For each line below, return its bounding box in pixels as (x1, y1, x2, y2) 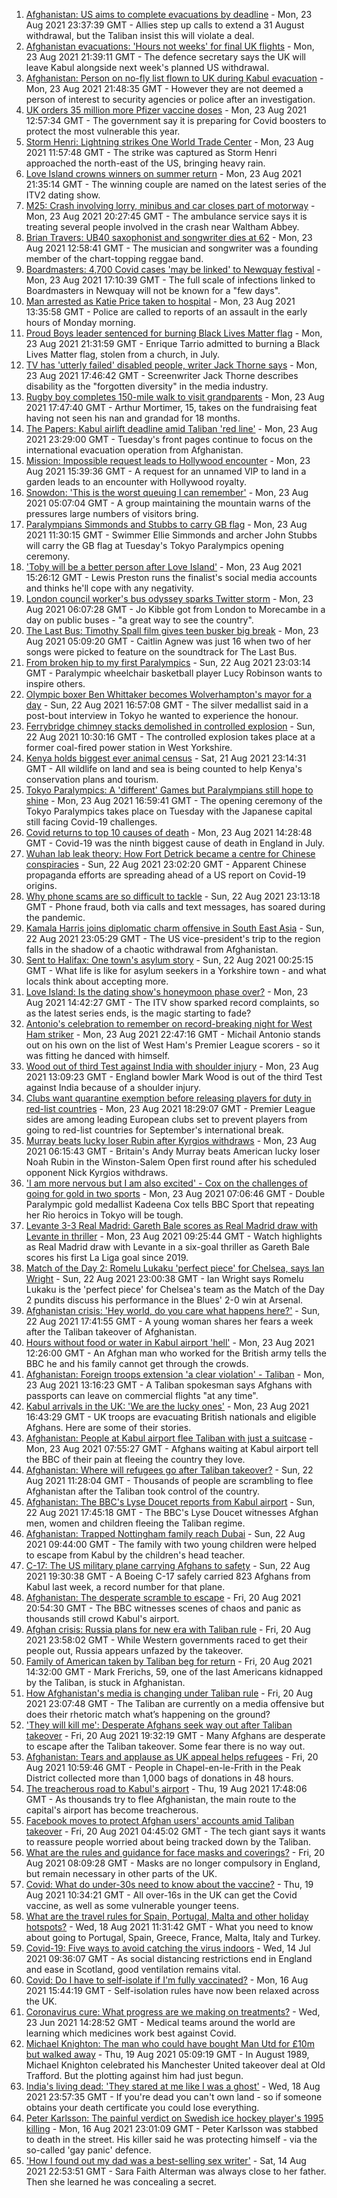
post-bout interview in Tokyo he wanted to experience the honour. (25, 710, 299, 721)
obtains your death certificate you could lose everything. (25, 2102, 260, 2113)
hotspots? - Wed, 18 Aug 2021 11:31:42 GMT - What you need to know (25, 1921, 314, 1933)
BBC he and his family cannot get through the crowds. (25, 1358, 249, 1369)
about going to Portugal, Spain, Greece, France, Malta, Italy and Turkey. (25, 1932, 321, 1943)
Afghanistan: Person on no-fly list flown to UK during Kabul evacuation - (25, 72, 324, 84)
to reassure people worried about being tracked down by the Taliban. (25, 1836, 311, 1848)
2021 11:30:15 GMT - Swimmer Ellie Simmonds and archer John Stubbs (25, 529, 318, 541)
